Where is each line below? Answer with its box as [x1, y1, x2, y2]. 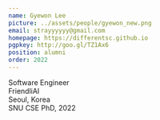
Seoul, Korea [8, 95, 50, 104]
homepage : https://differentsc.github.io [8, 33, 149, 42]
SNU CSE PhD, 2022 [8, 103, 76, 112]
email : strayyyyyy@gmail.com [8, 26, 106, 34]
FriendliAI [8, 86, 40, 95]
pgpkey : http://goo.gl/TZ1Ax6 [8, 41, 110, 49]
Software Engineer [8, 77, 70, 87]
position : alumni [8, 48, 66, 56]
